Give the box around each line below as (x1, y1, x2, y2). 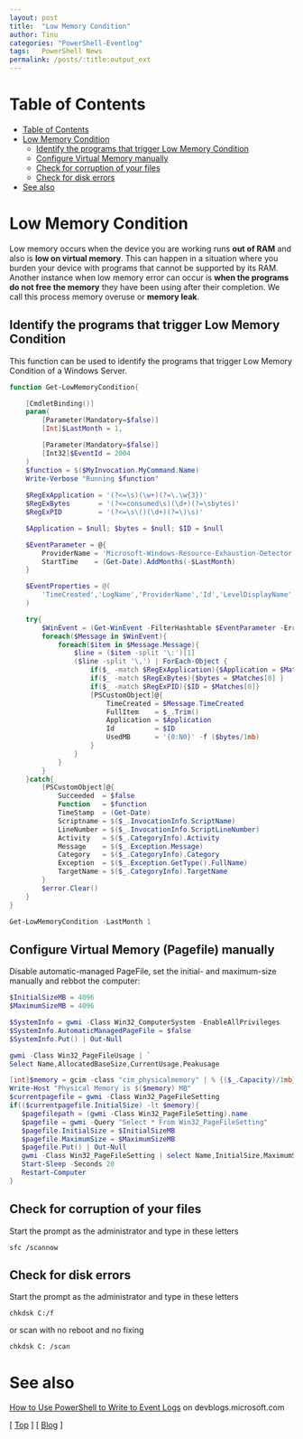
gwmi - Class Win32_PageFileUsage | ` (9, 1050, 151, 1060)
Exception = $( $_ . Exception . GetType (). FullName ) (57, 859, 248, 868)
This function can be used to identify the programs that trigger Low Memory (9, 355, 293, 366)
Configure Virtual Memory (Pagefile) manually (9, 942, 275, 957)
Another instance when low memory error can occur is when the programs (9, 272, 289, 283)
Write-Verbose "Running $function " (25, 474, 160, 484)
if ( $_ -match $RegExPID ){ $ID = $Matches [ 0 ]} (89, 682, 261, 691)
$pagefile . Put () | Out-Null (21, 1143, 127, 1152)
